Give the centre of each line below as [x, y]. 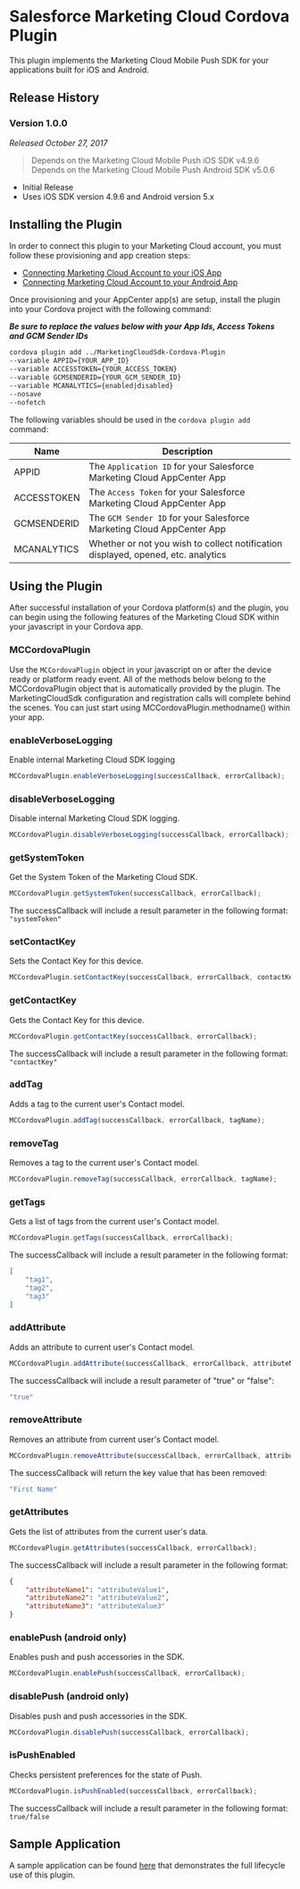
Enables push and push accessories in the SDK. [97, 1657]
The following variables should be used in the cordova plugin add [130, 419]
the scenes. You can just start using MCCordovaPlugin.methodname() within [150, 707]
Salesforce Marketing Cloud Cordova [150, 17]
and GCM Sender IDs [49, 336]
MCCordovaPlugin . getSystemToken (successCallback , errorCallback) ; [135, 894]
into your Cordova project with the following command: [110, 309]
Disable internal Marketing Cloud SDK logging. [95, 818]
